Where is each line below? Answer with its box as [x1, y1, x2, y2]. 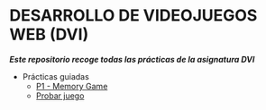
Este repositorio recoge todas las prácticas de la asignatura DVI [9, 54, 255, 64]
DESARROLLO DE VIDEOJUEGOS [9, 5, 258, 26]
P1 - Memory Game [35, 80, 108, 91]
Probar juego [35, 90, 85, 101]
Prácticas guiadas [22, 71, 90, 81]
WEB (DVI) [9, 24, 89, 45]
